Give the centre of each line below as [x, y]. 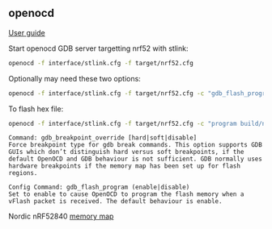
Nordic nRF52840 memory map [61, 216]
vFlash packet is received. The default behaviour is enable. [115, 202]
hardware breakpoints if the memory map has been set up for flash [125, 166]
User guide [27, 32]
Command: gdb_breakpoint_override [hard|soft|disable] [103, 138]
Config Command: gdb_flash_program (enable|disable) [99, 187]
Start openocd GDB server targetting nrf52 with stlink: [98, 48]
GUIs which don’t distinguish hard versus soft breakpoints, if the [126, 152]
